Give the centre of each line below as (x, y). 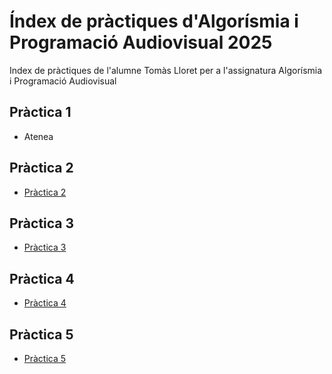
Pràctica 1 (40, 112)
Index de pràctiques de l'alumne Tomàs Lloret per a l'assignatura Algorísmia (166, 70)
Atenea (38, 136)
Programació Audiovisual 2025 (141, 42)
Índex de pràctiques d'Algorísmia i (154, 21)
